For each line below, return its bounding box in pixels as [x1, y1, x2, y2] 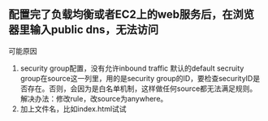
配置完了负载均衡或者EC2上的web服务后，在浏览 [8, 7, 254, 22]
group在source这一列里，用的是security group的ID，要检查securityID [19, 73, 253, 83]
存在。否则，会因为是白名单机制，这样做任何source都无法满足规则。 [27, 84, 257, 93]
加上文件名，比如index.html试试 [19, 104, 128, 114]
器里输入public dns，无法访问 [8, 23, 159, 37]
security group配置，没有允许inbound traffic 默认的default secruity [19, 63, 244, 73]
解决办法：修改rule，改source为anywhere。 [19, 93, 168, 103]
